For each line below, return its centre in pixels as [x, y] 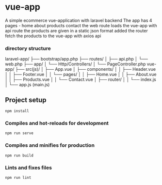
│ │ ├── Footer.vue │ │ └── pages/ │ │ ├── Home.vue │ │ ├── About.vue [81, 75]
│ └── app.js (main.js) [27, 85]
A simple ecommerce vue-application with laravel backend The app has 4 [79, 20]
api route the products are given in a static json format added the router [76, 31]
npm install [17, 111]
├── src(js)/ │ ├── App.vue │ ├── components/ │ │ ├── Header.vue [86, 69]
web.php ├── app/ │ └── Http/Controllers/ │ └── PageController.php [75, 64]
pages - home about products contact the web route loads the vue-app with [81, 25]
